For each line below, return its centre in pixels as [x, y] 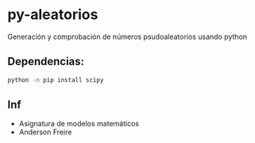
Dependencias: [46, 62]
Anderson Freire [45, 132]
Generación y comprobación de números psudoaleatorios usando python [127, 37]
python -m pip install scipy [56, 80]
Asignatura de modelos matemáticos [79, 124]
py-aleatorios [53, 15]
